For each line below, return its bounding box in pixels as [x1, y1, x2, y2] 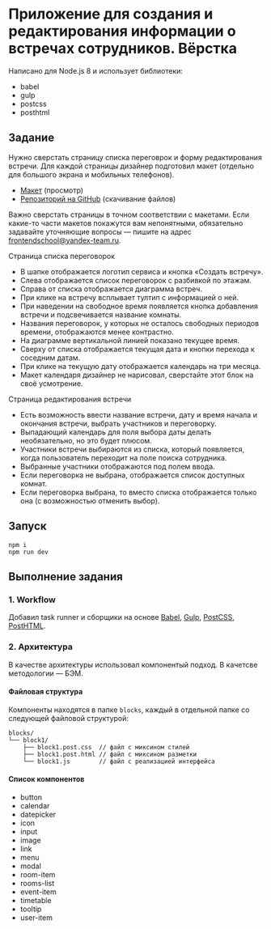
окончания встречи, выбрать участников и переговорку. [19, 418, 217, 428]
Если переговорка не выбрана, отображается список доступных [19, 470, 245, 480]
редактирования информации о [8, 22, 236, 40]
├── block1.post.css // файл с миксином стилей [23, 743, 190, 751]
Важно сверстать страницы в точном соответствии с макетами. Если [8, 210, 249, 219]
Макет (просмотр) [19, 185, 83, 195]
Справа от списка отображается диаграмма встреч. [19, 284, 202, 294]
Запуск [8, 520, 47, 533]
